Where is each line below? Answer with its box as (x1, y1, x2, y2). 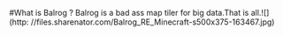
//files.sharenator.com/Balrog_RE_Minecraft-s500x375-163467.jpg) (30, 17, 275, 27)
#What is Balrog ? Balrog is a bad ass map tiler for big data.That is (9, 8, 249, 18)
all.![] (250, 8, 270, 18)
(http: (9, 17, 29, 27)
